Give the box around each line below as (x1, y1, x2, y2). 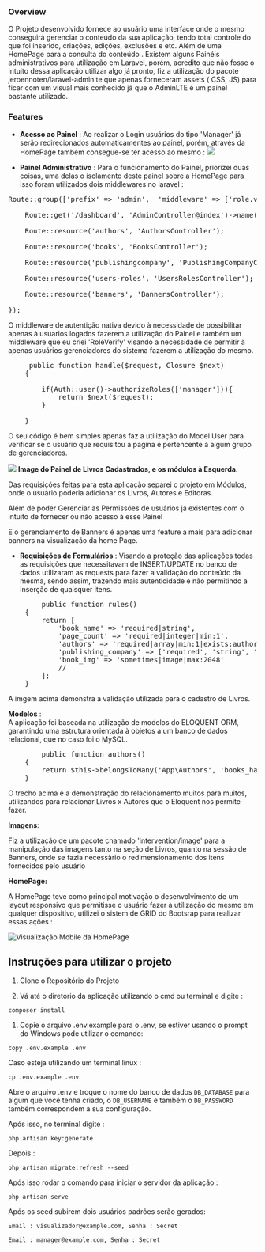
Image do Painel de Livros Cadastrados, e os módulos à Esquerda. (17, 464, 239, 473)
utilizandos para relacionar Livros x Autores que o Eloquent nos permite (8, 796, 241, 806)
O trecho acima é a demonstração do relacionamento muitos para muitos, (8, 788, 248, 798)
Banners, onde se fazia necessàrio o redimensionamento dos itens (8, 852, 225, 862)
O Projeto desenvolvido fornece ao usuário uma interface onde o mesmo (8, 25, 244, 34)
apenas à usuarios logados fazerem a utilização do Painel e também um (8, 328, 242, 338)
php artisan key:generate (8, 1135, 93, 1143)
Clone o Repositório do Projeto (19, 976, 120, 985)
